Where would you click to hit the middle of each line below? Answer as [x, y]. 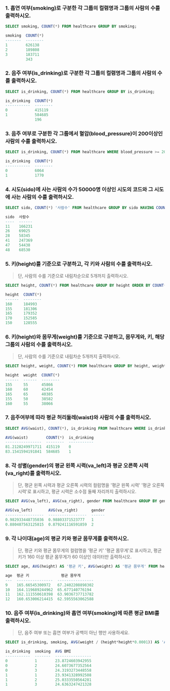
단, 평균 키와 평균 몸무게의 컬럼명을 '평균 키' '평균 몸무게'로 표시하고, [85, 550]
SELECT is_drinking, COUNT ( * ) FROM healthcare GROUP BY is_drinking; [80, 92]
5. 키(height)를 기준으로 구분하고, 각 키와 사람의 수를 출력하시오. [79, 264]
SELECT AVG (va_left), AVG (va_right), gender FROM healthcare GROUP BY [81, 501]
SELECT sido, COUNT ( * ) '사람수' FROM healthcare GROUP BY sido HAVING [80, 208]
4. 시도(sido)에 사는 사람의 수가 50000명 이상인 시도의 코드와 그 [79, 189]
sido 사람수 [17, 217]
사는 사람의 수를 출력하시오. [42, 197]
